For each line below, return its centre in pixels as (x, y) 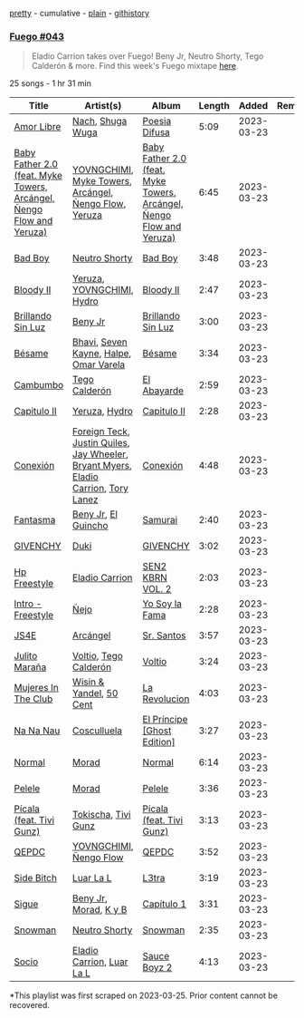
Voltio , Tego (98, 656)
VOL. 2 (157, 589)
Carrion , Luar (100, 962)
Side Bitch (35, 878)
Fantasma (35, 520)
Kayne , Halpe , (102, 354)
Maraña (30, 667)
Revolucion (166, 699)
